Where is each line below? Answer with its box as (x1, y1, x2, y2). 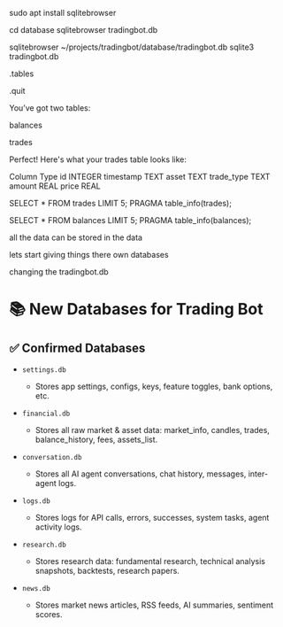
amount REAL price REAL (9, 181, 101, 191)
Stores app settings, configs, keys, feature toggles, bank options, (34, 381, 273, 391)
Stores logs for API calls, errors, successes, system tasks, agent (34, 513, 270, 522)
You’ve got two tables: (9, 103, 91, 113)
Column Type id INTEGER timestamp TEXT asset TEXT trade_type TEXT (9, 172, 271, 182)
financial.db (21, 409, 71, 418)
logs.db (21, 497, 50, 506)
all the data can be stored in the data (9, 232, 143, 243)
